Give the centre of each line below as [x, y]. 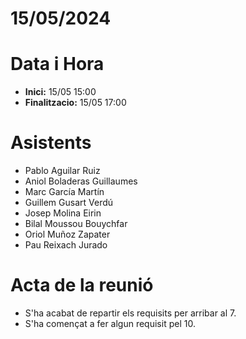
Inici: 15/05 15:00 [60, 92]
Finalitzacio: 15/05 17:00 [75, 103]
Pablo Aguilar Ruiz [62, 171]
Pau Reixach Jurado [66, 245]
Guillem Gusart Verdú [69, 203]
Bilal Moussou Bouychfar [76, 224]
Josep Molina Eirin [63, 213]
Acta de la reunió [82, 285]
